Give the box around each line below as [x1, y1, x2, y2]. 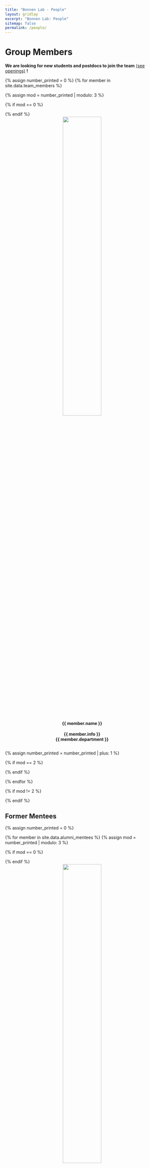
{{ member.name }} [62, 720, 103, 726]
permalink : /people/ [5, 26, 47, 30]
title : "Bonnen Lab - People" [5, 7, 67, 12]
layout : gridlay [5, 12, 38, 17]
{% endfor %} [5, 779, 33, 785]
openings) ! [5, 68, 28, 74]
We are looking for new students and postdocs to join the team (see [5, 63, 145, 69]
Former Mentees [5, 812, 57, 820]
